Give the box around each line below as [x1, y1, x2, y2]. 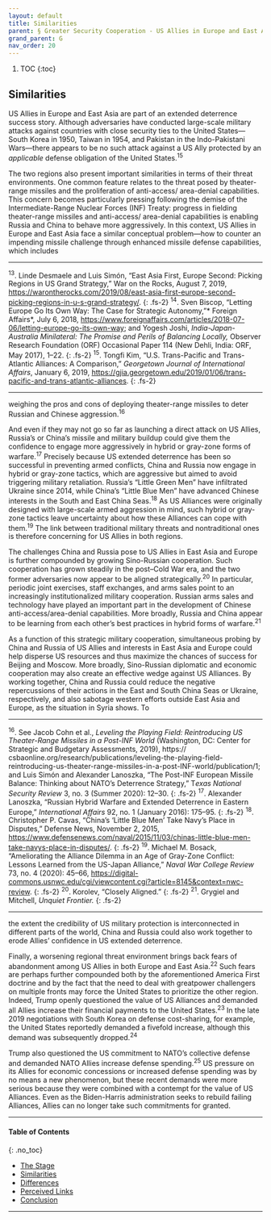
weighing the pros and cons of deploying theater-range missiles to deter [8, 399, 249, 408]
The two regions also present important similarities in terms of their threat [8, 169, 253, 178]
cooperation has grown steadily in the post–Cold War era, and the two [8, 564, 240, 574]
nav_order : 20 [8, 42, 56, 50]
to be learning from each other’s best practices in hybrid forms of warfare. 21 [8, 616, 261, 628]
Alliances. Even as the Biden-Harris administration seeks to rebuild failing [8, 1093, 252, 1102]
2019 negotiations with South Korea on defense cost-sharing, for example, [8, 1014, 256, 1024]
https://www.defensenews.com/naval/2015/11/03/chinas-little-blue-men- [8, 833, 252, 842]
